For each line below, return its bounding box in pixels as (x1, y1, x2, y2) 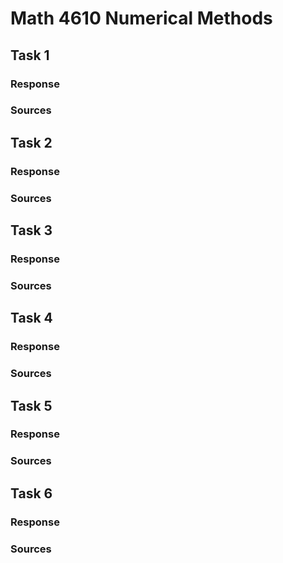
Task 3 (10, 222, 53, 239)
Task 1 (10, 47, 50, 64)
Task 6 (10, 485, 53, 502)
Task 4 (10, 310, 53, 327)
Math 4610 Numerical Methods (10, 7, 273, 30)
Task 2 (10, 134, 53, 151)
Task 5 (10, 397, 53, 414)
